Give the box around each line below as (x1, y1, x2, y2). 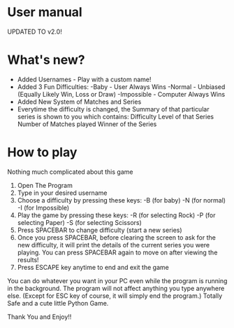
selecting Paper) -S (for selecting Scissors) (17, 218, 142, 226)
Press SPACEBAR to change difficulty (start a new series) (17, 226, 183, 234)
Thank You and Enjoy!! (7, 313, 72, 321)
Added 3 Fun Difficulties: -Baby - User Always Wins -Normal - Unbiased (17, 82, 226, 91)
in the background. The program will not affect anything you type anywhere (7, 284, 225, 292)
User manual (7, 4, 82, 20)
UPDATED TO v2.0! (7, 27, 63, 36)
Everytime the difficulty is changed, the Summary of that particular (17, 104, 210, 113)
